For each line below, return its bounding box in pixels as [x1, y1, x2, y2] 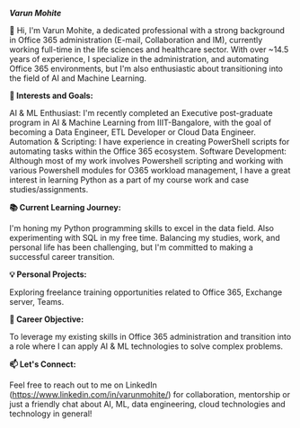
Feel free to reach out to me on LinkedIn [9, 379, 157, 390]
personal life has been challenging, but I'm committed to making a [9, 242, 253, 253]
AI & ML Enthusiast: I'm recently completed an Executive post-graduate [9, 108, 273, 118]
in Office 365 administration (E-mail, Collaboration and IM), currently [9, 35, 263, 45]
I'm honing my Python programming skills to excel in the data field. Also [9, 223, 275, 233]
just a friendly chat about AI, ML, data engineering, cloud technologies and [9, 399, 286, 409]
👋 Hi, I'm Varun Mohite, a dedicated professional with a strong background [9, 25, 286, 35]
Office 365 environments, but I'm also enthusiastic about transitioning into [9, 63, 283, 74]
